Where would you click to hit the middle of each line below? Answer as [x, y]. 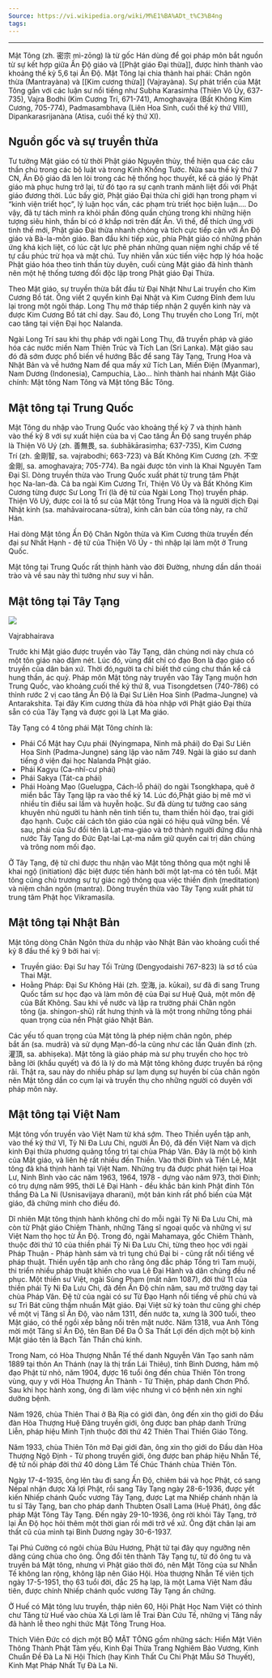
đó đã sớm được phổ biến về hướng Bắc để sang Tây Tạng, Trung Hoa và [130, 356]
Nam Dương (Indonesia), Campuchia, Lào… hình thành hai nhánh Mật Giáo [132, 373]
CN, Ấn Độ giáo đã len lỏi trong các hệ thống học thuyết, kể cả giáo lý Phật [133, 179]
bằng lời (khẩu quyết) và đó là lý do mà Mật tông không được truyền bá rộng [136, 1063]
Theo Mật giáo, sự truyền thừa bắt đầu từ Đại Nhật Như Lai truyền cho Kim [132, 289]
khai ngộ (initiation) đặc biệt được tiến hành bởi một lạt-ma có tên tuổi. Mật [133, 871]
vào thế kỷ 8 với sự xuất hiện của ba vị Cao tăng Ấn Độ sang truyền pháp [130, 436]
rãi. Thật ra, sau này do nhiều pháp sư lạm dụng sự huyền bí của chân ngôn [134, 1072]
